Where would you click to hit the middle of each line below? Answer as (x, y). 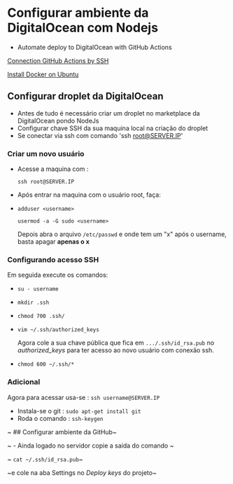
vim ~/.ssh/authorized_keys (58, 330)
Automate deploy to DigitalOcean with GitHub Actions (95, 47)
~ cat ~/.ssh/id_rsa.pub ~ (45, 459)
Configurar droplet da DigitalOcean (85, 96)
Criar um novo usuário (46, 153)
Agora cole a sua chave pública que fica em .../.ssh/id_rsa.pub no (116, 343)
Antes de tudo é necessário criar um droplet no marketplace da (109, 113)
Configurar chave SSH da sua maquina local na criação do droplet (113, 128)
